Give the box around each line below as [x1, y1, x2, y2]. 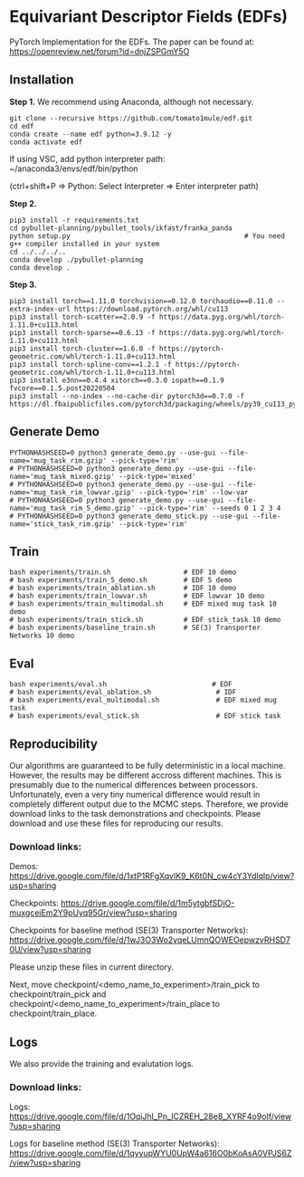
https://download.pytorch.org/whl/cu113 [73, 304, 229, 313]
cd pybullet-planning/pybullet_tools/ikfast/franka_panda [9, 224, 233, 233]
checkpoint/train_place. [9, 1008, 98, 1019]
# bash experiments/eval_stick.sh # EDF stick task [9, 712, 281, 721]
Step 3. [9, 279, 38, 290]
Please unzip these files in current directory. [9, 962, 175, 972]
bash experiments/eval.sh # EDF [9, 680, 233, 689]
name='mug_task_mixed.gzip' [9, 472, 116, 481]
